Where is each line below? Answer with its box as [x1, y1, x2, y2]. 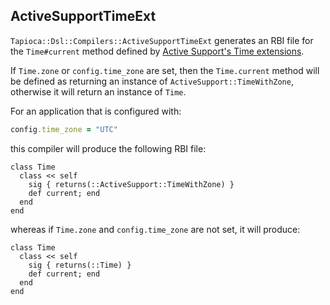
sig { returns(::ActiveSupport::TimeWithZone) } [28, 179, 235, 189]
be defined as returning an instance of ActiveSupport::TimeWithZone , [10, 75, 294, 87]
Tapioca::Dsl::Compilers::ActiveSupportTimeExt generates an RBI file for [10, 34, 314, 46]
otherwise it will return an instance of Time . [10, 85, 187, 98]
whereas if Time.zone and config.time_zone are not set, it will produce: [10, 223, 301, 235]
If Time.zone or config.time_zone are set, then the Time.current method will [10, 64, 320, 76]
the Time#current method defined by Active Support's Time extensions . [10, 45, 305, 57]
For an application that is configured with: [10, 105, 182, 117]
